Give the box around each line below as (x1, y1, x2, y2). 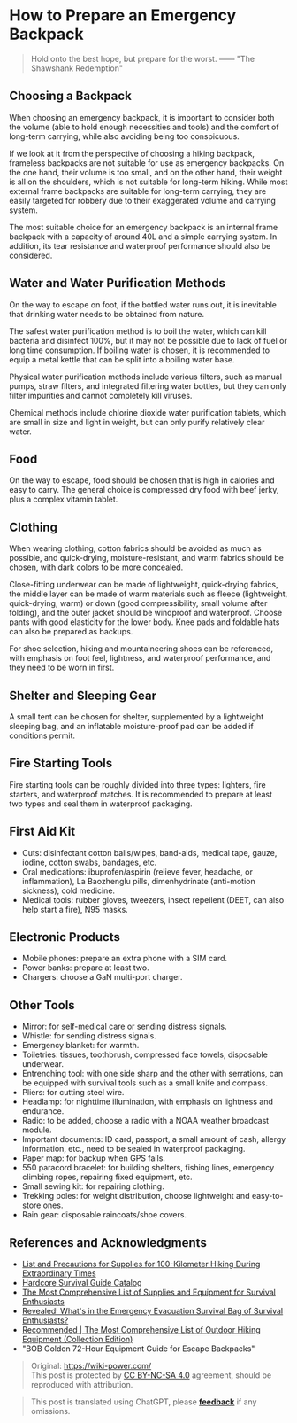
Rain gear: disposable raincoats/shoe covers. (21, 1209, 187, 1220)
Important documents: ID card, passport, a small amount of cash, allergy (21, 1134, 286, 1145)
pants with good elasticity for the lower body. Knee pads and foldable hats (9, 617, 280, 627)
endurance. (21, 1106, 65, 1116)
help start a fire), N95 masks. (21, 904, 128, 914)
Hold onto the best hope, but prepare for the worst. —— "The (30, 53, 255, 64)
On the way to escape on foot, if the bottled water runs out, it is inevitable (9, 299, 277, 310)
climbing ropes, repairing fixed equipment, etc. (21, 1171, 193, 1183)
